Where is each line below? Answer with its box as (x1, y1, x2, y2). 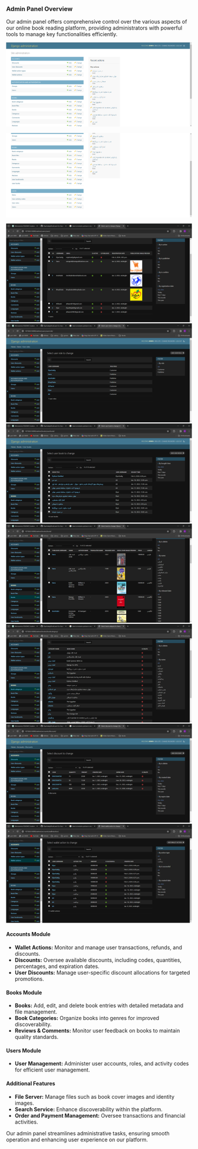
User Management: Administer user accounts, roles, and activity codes (14, 1060, 189, 1067)
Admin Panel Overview (6, 5, 73, 13)
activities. (14, 1118, 38, 1125)
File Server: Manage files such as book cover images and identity (14, 1093, 175, 1100)
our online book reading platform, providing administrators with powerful (6, 24, 183, 31)
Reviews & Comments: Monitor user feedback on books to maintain (14, 1027, 180, 1034)
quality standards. (14, 1034, 59, 1041)
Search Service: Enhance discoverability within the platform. (14, 1105, 163, 1113)
